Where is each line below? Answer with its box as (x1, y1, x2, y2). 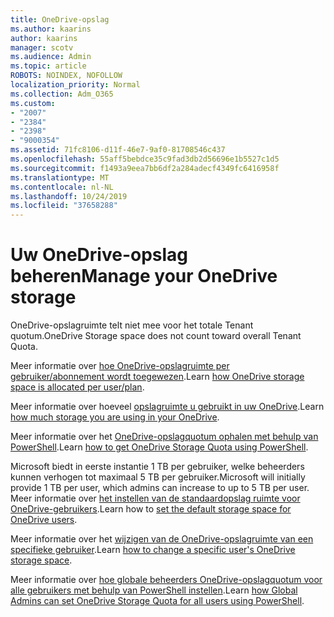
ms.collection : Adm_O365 (10, 89, 114, 99)
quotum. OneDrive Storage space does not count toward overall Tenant (10, 330, 302, 342)
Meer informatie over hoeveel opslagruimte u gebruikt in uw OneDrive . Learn (10, 401, 325, 413)
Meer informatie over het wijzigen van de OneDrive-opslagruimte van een (10, 533, 314, 545)
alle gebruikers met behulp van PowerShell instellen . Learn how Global (10, 584, 298, 596)
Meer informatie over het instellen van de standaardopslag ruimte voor (10, 492, 301, 505)
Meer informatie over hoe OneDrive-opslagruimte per (10, 360, 230, 372)
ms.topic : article (10, 61, 87, 71)
